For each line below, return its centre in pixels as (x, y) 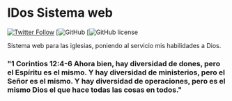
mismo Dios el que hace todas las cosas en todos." (95, 90)
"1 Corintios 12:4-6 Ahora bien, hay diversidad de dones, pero (114, 63)
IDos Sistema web (60, 13)
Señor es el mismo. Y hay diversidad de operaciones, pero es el (116, 81)
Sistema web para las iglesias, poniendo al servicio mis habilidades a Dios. (114, 45)
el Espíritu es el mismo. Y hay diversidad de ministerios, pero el (116, 72)
